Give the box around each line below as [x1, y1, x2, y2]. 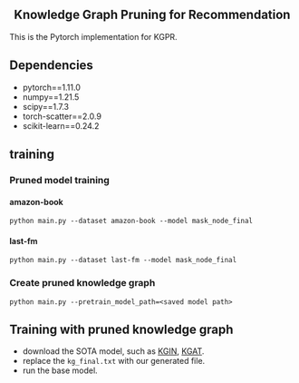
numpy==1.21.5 [22, 91, 80, 103]
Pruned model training [9, 173, 111, 186]
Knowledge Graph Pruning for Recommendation [14, 7, 291, 23]
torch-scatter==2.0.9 [22, 111, 102, 122]
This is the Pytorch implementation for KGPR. [9, 31, 178, 42]
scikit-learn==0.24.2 [22, 120, 100, 131]
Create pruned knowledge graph [9, 277, 156, 290]
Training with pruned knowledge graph [9, 322, 234, 338]
